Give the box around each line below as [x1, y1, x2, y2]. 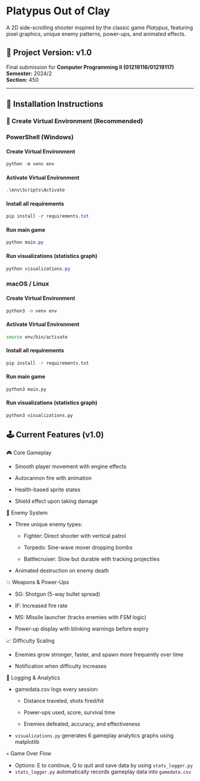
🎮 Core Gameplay [6, 449, 52, 456]
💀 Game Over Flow [6, 749, 52, 757]
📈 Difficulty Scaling [6, 637, 55, 644]
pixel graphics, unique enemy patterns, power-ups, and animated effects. [6, 30, 186, 37]
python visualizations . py [6, 266, 70, 272]
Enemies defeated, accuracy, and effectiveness [23, 720, 140, 727]
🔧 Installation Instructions [6, 99, 104, 109]
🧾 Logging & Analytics [6, 674, 61, 681]
